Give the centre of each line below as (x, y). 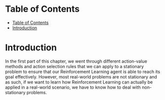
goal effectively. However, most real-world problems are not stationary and (81, 76)
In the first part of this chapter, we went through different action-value (76, 61)
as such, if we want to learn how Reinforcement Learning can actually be (79, 82)
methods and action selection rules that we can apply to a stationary (75, 66)
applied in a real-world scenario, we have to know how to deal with (73, 87)
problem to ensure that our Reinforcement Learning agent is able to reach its (83, 72)
